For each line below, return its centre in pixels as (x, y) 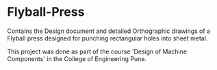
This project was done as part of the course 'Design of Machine (97, 51)
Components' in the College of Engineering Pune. (77, 58)
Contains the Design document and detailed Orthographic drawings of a (109, 31)
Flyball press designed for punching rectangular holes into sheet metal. (107, 38)
